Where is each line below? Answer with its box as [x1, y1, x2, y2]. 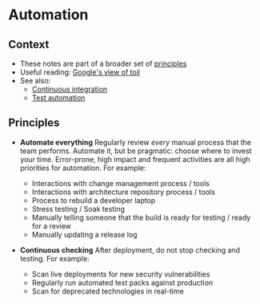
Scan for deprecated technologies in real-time [31, 286, 184, 296]
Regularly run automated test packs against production [31, 278, 214, 287]
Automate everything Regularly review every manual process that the [19, 137, 252, 147]
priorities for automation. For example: [19, 163, 146, 172]
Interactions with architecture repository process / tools [31, 187, 216, 197]
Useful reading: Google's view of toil [19, 67, 140, 77]
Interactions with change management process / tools [31, 178, 210, 188]
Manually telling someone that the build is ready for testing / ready [31, 213, 251, 222]
